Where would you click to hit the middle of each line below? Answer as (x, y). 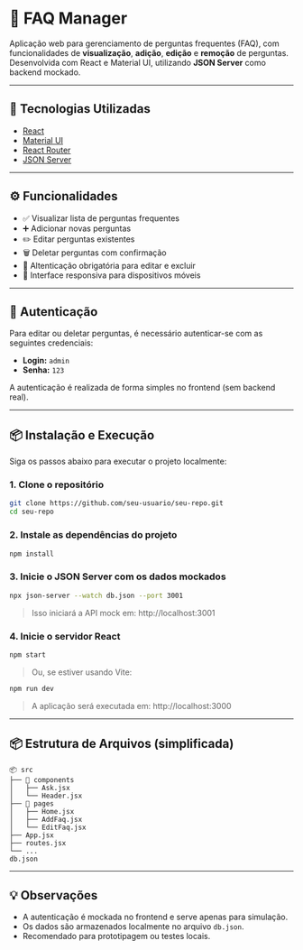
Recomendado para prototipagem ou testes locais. (116, 936)
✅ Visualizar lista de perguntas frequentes (101, 218)
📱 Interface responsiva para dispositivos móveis (111, 275)
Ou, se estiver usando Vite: (82, 672)
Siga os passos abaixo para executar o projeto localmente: (118, 461)
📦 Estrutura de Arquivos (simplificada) (122, 744)
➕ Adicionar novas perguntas (77, 228)
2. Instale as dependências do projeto (93, 535)
